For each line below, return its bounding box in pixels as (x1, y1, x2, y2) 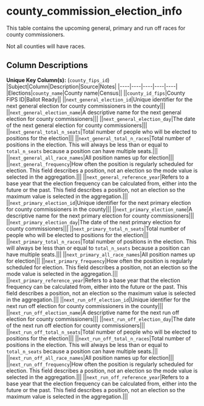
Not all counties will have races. (6, 43, 86, 50)
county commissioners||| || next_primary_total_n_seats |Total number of (6, 225, 186, 232)
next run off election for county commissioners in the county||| (6, 302, 163, 309)
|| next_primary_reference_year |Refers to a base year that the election (6, 277, 180, 284)
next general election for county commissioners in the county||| (6, 102, 166, 109)
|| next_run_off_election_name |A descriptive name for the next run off (6, 309, 180, 316)
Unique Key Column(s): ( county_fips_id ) (6, 76, 110, 83)
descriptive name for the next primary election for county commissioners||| (6, 212, 194, 219)
